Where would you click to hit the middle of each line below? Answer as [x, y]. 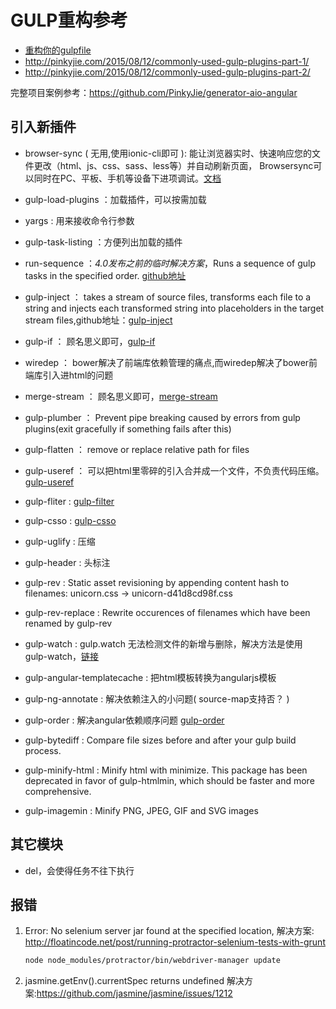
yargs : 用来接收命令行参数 [79, 220]
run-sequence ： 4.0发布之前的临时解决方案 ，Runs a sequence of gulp [170, 263]
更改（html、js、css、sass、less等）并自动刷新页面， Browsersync [173, 165]
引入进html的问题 [78, 375]
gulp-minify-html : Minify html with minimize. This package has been [166, 770]
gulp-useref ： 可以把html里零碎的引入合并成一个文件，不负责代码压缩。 [174, 470]
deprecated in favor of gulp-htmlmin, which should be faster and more [169, 780]
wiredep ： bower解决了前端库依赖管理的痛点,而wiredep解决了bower [167, 362]
